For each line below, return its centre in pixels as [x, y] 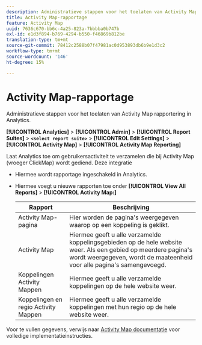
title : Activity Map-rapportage [47, 17]
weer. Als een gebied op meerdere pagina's [131, 250]
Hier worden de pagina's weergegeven [124, 217]
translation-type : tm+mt [37, 40]
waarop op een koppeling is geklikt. [119, 225]
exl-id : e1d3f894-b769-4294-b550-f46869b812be [66, 34]
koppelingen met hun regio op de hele [123, 307]
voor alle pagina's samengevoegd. [118, 265]
